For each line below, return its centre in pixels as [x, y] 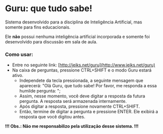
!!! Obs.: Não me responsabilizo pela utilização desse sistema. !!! [72, 126]
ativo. [18, 76]
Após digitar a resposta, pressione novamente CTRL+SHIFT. [80, 106]
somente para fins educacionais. [38, 27]
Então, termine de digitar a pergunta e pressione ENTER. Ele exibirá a [89, 112]
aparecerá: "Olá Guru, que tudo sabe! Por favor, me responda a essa [88, 86]
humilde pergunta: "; [40, 91]
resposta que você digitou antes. [52, 117]
